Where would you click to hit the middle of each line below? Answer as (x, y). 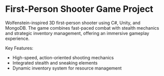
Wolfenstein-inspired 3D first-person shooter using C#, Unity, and (73, 23)
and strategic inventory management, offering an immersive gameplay (77, 33)
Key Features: (19, 48)
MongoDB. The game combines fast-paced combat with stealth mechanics (82, 28)
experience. (17, 38)
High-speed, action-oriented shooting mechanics (63, 57)
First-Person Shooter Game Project (79, 9)
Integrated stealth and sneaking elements (55, 63)
